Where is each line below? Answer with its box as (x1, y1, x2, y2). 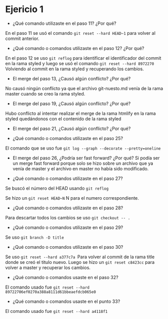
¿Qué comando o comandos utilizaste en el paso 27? (12, 175, 123, 181)
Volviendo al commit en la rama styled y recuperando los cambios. (5, 66, 144, 72)
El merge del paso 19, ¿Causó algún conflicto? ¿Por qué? (12, 100, 131, 107)
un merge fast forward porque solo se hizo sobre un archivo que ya (12, 160, 153, 166)
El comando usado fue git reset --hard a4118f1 (5, 308, 108, 314)
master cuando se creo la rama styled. (5, 90, 86, 97)
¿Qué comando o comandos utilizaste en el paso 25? (12, 135, 123, 141)
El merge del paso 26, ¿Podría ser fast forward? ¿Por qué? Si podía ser (12, 155, 160, 161)
